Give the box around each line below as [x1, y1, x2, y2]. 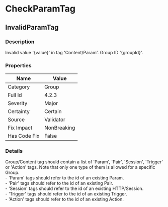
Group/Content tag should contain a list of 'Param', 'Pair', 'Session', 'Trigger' [5, 159, 163, 165]
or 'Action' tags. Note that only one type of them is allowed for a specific [5, 164, 155, 170]
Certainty [8, 108, 30, 115]
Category [8, 83, 30, 90]
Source [8, 116, 25, 123]
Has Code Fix [8, 133, 40, 140]
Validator [44, 116, 65, 123]
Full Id [8, 91, 22, 98]
